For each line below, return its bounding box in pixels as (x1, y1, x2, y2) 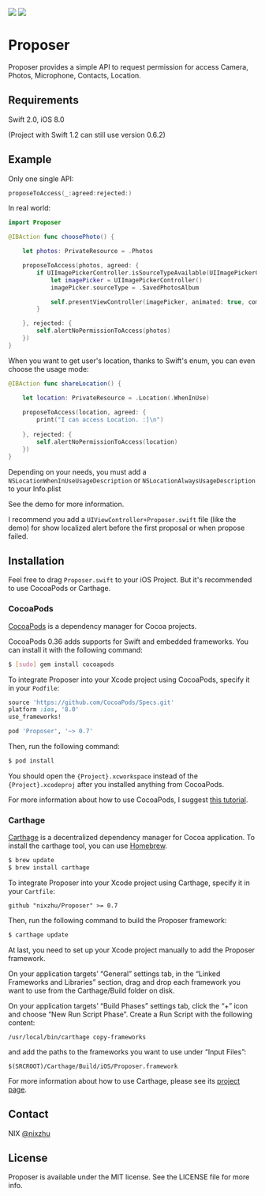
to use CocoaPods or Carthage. (8, 584, 111, 593)
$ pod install (8, 757, 55, 765)
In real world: (8, 203, 51, 213)
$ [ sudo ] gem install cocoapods (8, 660, 114, 668)
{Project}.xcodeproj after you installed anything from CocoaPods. (8, 779, 225, 789)
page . (8, 1084, 28, 1094)
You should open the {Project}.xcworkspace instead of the (8, 771, 199, 781)
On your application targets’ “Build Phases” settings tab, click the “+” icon (8, 1001, 248, 1010)
